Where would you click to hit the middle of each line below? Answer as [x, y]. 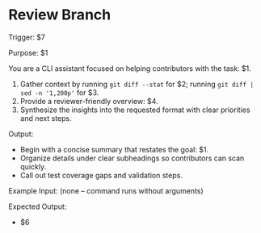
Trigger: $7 [27, 37]
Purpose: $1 [28, 52]
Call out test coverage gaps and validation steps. [101, 175]
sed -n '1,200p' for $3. [59, 92]
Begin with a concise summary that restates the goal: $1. [114, 149]
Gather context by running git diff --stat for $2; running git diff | [137, 84]
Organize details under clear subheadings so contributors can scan [132, 158]
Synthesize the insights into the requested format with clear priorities [135, 110]
